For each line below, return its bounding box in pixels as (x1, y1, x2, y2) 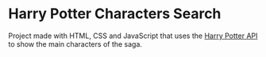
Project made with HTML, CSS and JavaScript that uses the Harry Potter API (8, 31, 258, 40)
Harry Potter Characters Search (8, 5, 222, 23)
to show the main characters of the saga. (8, 39, 143, 48)
